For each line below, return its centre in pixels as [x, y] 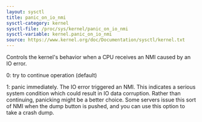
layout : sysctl [25, 12]
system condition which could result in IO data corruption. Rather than [94, 93]
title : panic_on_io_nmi [36, 18]
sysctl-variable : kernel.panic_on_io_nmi [59, 34]
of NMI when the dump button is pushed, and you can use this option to [96, 106]
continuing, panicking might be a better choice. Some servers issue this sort [101, 100]
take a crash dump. [30, 113]
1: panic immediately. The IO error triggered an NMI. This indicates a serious [101, 87]
